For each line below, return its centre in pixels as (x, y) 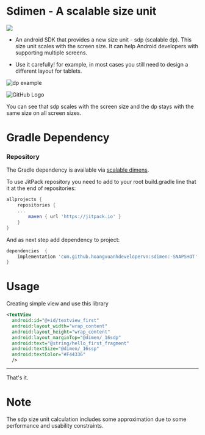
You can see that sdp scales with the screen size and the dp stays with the (100, 106)
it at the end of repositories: (41, 188)
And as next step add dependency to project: (63, 239)
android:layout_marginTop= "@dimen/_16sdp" (67, 337)
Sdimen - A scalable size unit (81, 11)
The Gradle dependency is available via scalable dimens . (78, 170)
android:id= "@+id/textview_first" (56, 321)
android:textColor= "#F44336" (49, 355)
